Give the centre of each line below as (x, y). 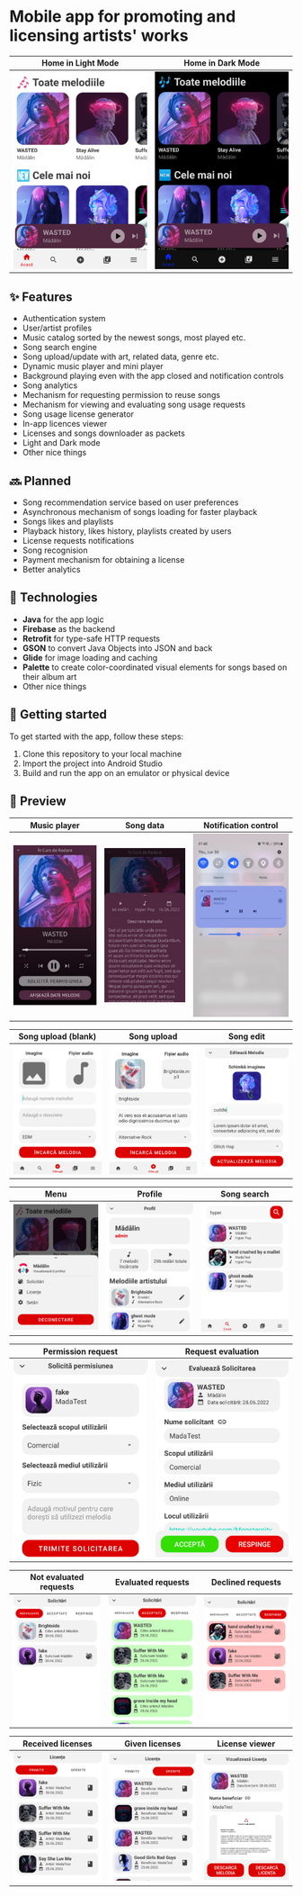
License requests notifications (78, 540)
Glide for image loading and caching (90, 657)
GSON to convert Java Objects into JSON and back (117, 648)
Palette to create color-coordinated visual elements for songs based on (155, 667)
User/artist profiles (57, 328)
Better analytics (51, 569)
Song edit (246, 1036)
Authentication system (64, 319)
